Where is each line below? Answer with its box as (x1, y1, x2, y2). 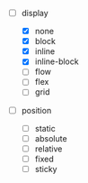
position (21, 105, 52, 115)
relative (34, 143, 63, 154)
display (21, 8, 48, 18)
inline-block (34, 56, 79, 67)
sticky (34, 163, 57, 174)
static (34, 123, 56, 133)
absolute (34, 133, 68, 143)
